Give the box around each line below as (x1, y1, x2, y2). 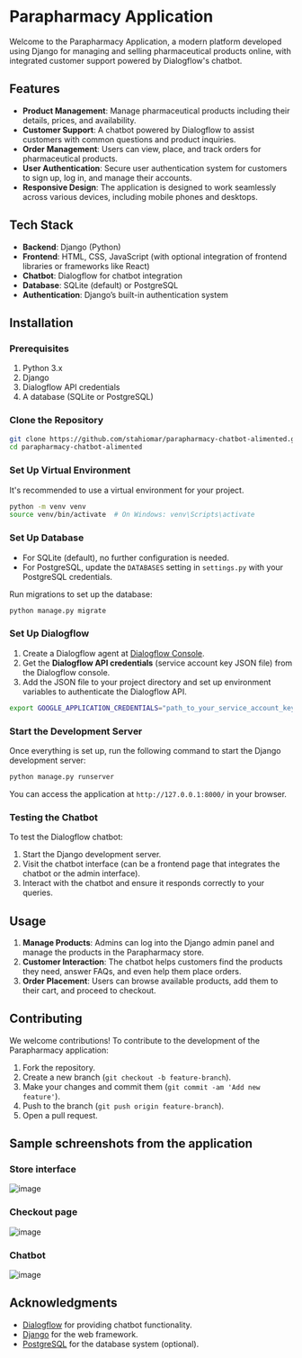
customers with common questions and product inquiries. (22, 133, 236, 145)
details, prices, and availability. (22, 114, 137, 125)
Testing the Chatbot (9, 810, 99, 823)
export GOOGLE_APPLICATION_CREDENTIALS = (9, 703, 164, 712)
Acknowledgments (9, 1295, 119, 1311)
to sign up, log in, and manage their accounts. (22, 172, 192, 183)
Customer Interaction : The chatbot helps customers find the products (22, 956, 283, 967)
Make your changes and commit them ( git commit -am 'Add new (22, 1081, 261, 1091)
